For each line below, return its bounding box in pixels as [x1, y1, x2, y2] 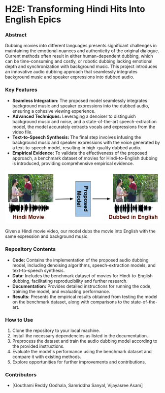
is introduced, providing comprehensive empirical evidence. [12, 160, 134, 166]
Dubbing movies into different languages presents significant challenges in [5, 43, 157, 49]
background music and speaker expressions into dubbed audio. [5, 74, 134, 80]
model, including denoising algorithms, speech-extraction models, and [12, 262, 156, 268]
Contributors [5, 371, 37, 378]
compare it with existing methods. [12, 354, 81, 360]
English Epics [5, 14, 62, 25]
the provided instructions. [12, 343, 65, 349]
